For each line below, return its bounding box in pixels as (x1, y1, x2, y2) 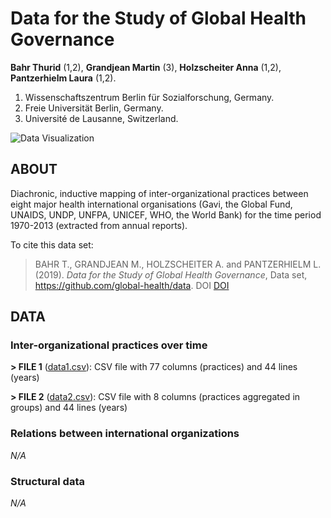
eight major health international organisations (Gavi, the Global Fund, (10, 198, 293, 210)
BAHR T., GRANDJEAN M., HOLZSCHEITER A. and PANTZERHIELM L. (34, 258, 322, 270)
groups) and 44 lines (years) (10, 402, 128, 414)
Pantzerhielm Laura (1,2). (10, 72, 117, 84)
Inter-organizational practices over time (10, 338, 208, 352)
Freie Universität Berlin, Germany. (24, 102, 164, 114)
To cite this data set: (10, 238, 94, 251)
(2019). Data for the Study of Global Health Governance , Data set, (34, 268, 308, 281)
